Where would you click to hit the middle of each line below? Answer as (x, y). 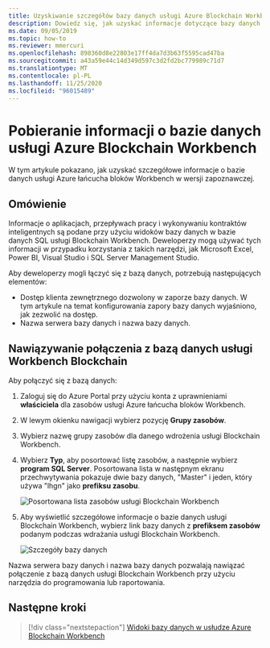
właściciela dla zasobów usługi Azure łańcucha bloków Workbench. (133, 405)
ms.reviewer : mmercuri (46, 46)
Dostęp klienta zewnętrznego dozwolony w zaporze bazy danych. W (133, 297)
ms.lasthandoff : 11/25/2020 (55, 83)
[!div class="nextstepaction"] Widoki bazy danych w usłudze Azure (139, 627)
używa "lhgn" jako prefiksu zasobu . (80, 485)
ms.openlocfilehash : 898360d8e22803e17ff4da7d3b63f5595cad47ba (117, 53)
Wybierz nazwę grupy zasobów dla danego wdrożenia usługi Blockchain (140, 435)
